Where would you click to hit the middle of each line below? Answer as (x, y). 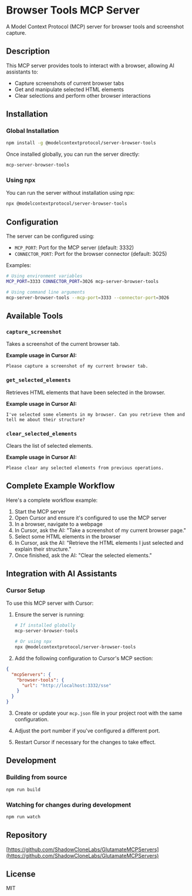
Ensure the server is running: (50, 615)
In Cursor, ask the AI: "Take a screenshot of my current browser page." (100, 530)
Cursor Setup (26, 591)
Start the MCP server (40, 511)
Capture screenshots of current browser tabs (69, 83)
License (21, 874)
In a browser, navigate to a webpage (58, 524)
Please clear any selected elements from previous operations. (85, 468)
